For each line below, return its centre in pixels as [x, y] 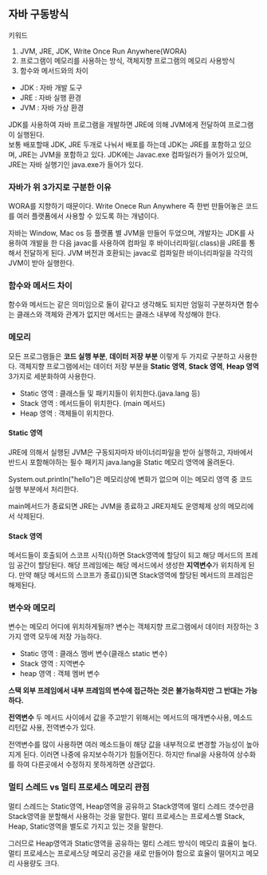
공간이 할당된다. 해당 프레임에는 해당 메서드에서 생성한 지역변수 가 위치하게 [132, 565]
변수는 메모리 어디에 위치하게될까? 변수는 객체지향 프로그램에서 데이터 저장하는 [130, 626]
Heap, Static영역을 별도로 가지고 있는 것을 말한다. [86, 826]
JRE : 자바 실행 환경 [51, 97]
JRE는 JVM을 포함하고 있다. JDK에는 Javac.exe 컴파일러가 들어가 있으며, [133, 154]
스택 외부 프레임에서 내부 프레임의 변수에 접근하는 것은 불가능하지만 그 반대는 [126, 690]
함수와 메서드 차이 [41, 286]
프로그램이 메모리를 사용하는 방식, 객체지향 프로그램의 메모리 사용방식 [127, 60]
